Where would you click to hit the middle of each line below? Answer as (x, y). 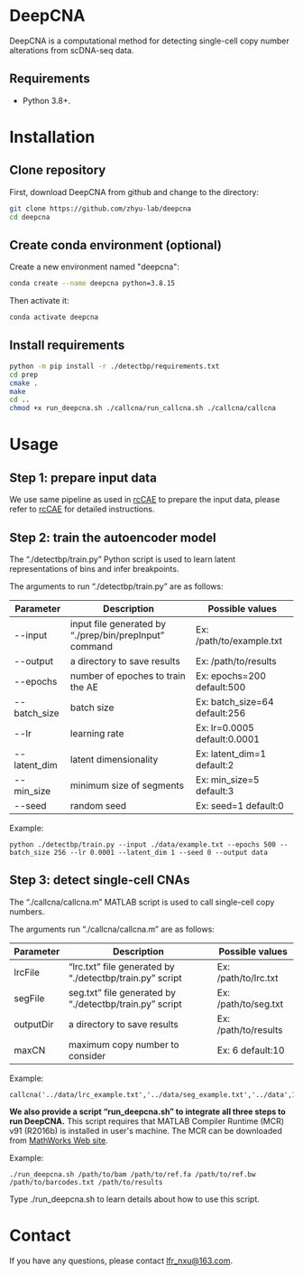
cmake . (24, 383)
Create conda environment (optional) (116, 245)
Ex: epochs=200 (230, 676)
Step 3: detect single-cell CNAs (100, 881)
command (92, 646)
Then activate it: (39, 301)
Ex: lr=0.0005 (225, 727)
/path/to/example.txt (239, 641)
